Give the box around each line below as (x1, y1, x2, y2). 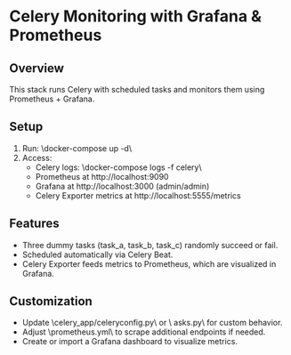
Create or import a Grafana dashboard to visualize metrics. (21, 336, 238, 347)
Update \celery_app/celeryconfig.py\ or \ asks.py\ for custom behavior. (21, 318, 283, 328)
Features (9, 216, 60, 231)
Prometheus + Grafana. (9, 93, 95, 104)
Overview (9, 61, 65, 76)
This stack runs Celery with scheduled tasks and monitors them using (9, 85, 265, 94)
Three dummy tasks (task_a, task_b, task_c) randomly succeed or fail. (21, 239, 279, 250)
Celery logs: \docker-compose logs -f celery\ (35, 162, 202, 173)
